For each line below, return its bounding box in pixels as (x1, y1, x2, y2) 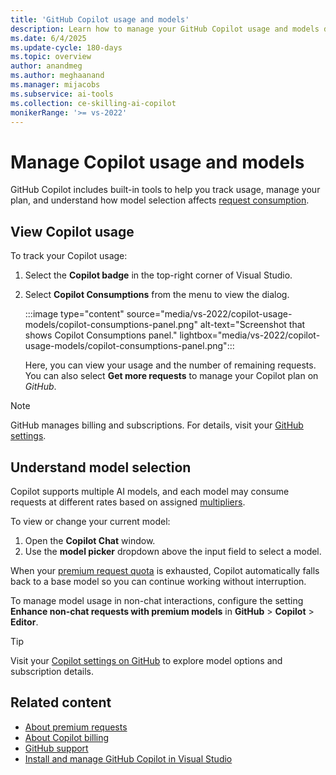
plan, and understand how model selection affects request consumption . (10, 194, 310, 206)
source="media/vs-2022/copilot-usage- (126, 308, 293, 320)
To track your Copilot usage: (10, 250, 128, 262)
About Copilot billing (24, 731, 110, 743)
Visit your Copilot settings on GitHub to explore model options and (10, 654, 283, 666)
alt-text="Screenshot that (199, 319, 306, 331)
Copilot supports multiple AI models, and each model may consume (10, 485, 290, 497)
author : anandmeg (10, 61, 83, 71)
